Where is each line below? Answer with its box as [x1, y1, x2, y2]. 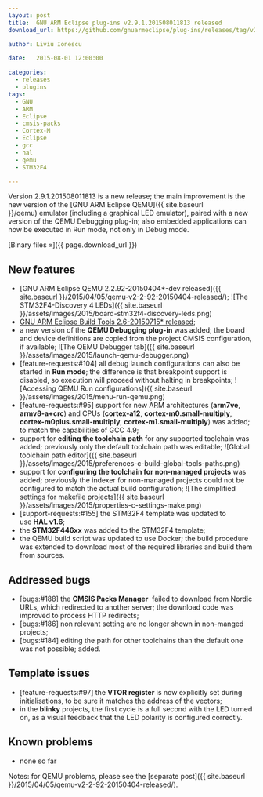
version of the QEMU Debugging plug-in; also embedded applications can [8, 217, 247, 226]
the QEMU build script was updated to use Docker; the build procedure [19, 534, 249, 544]
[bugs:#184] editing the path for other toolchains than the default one [19, 636, 243, 645]
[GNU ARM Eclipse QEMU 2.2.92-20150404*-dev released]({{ [19, 284, 222, 293]
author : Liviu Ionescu [8, 40, 82, 48]
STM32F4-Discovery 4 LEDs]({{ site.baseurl [19, 300, 163, 310]
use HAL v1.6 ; [19, 517, 65, 526]
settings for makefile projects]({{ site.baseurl [19, 492, 164, 502]
